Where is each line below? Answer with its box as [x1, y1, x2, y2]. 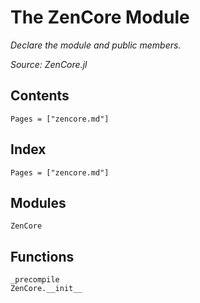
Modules [10, 194, 67, 211]
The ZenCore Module [10, 6, 190, 29]
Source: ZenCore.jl [10, 58, 88, 70]
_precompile [10, 275, 60, 285]
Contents [10, 87, 70, 105]
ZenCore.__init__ [10, 284, 83, 294]
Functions [10, 248, 75, 265]
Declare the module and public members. [10, 39, 182, 51]
